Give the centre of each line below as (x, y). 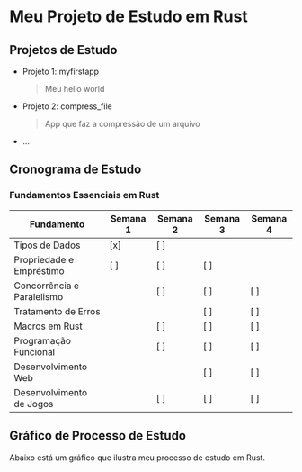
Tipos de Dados (47, 245)
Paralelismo (39, 296)
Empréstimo (39, 270)
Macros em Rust (48, 326)
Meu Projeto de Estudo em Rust (129, 17)
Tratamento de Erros (57, 311)
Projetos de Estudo (63, 50)
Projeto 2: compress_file (67, 106)
